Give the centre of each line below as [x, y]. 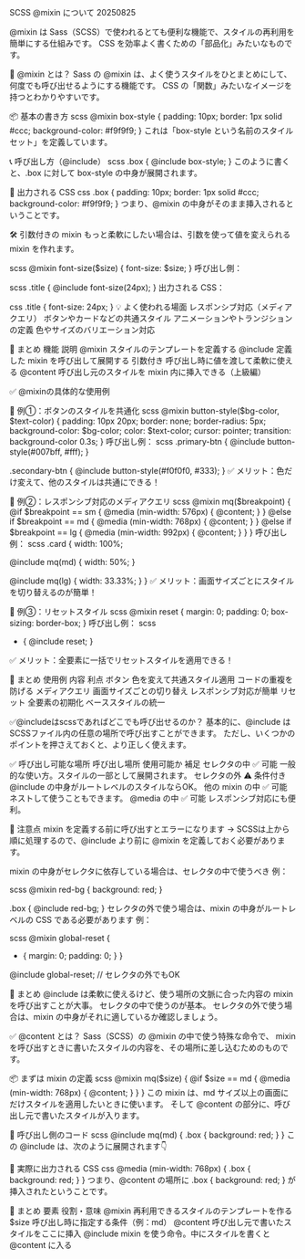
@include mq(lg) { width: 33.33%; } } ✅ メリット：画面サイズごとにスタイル [152, 581]
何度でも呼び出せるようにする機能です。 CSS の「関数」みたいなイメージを [151, 85]
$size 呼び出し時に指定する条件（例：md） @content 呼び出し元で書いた [147, 1222]
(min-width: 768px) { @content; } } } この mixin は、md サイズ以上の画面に [149, 1092]
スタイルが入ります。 [105, 1115]
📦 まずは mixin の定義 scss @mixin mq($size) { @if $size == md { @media [150, 1078]
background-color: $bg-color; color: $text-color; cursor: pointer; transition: [150, 430]
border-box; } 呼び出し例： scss [96, 623]
